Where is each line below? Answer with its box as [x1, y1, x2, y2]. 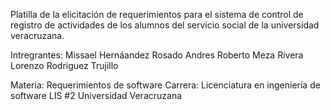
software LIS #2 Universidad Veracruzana [10, 90, 183, 101]
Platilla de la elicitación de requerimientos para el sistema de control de [10, 9, 304, 20]
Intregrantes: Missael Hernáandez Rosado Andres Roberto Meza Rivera [10, 49, 304, 61]
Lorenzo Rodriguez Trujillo [10, 60, 119, 71]
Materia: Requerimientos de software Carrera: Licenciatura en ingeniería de [10, 79, 321, 91]
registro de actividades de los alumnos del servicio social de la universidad [10, 19, 320, 31]
